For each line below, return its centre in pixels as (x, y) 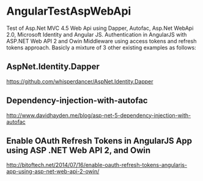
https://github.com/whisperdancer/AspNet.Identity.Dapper (80, 81)
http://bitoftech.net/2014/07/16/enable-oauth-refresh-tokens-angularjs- (97, 165)
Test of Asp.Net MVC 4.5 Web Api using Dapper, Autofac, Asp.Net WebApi (100, 28)
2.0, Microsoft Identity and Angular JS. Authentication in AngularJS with (97, 34)
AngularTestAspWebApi (69, 11)
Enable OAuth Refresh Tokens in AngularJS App (99, 140)
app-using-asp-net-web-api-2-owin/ (53, 171)
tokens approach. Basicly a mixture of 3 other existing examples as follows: (102, 48)
